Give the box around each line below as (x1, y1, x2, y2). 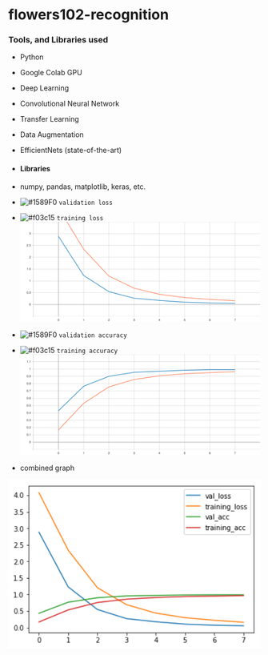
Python (19, 52, 44, 62)
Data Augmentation (19, 130, 84, 139)
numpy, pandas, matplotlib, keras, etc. (19, 182, 146, 191)
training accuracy (56, 347, 118, 356)
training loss (56, 214, 104, 222)
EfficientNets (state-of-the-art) (19, 146, 122, 155)
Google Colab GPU (19, 68, 82, 78)
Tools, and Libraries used (8, 34, 109, 46)
